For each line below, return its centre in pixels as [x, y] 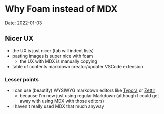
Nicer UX [19, 39]
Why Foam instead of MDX [61, 9]
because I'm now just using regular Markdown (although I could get [89, 96]
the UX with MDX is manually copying [58, 61]
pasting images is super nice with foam [53, 56]
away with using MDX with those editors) [62, 101]
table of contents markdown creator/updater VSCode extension [78, 66]
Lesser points [22, 79]
